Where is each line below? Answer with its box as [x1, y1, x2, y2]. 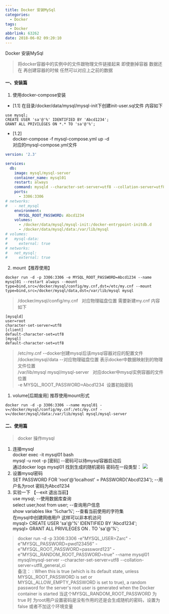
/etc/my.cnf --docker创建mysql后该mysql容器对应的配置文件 [17, 350, 143, 357]
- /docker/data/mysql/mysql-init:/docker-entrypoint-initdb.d [18, 222, 152, 228]
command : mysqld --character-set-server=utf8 [14, 185, 112, 190]
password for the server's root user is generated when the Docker [17, 585, 155, 591]
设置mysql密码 [12, 470, 43, 476]
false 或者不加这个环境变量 [17, 603, 73, 609]
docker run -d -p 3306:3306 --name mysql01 [5, 403, 98, 408]
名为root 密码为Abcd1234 [17, 483, 70, 489]
